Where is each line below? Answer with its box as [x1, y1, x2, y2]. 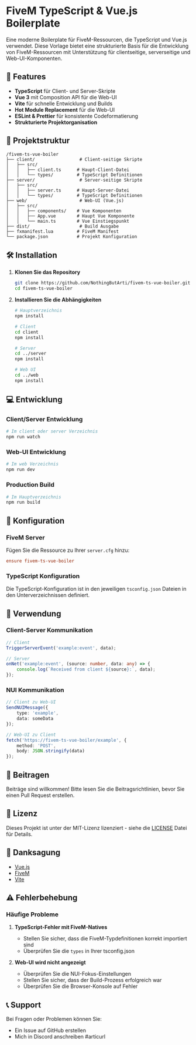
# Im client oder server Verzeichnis [6, 428, 98, 434]
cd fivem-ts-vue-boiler [14, 286, 73, 292]
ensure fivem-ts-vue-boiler [6, 558, 75, 564]
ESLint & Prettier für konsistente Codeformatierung [14, 112, 139, 119]
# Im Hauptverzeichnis [6, 494, 61, 500]
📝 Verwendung [6, 608, 61, 618]
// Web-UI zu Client [6, 732, 57, 738]
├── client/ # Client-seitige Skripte [6, 156, 143, 162]
